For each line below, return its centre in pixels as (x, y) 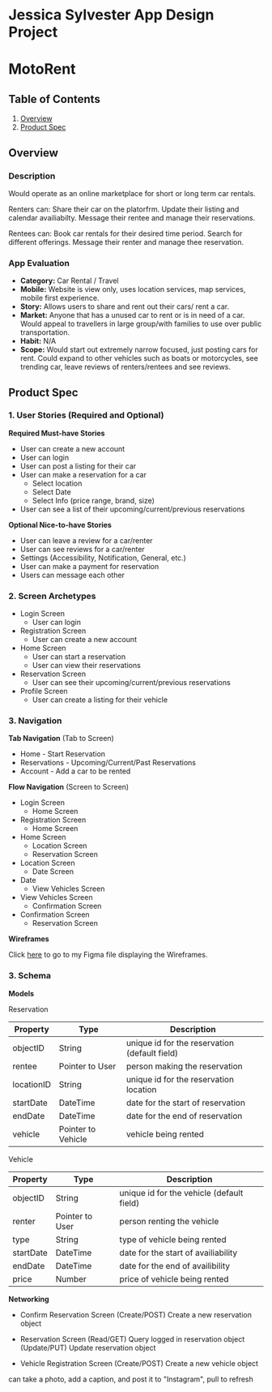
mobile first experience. (59, 298)
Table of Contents (55, 99)
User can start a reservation (79, 657)
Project (33, 32)
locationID (32, 1084)
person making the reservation (184, 1066)
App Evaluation (39, 263)
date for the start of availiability (178, 1253)
